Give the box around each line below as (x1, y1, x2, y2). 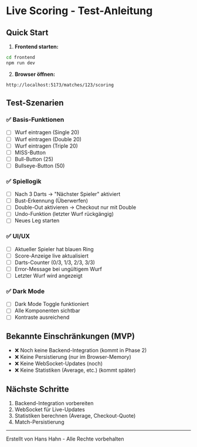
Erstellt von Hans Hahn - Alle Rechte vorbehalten (6, 435, 124, 442)
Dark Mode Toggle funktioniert (14, 301, 89, 308)
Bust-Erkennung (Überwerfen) (14, 197, 89, 204)
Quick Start (6, 28, 49, 38)
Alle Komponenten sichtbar (14, 307, 80, 314)
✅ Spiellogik (6, 177, 42, 185)
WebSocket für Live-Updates (14, 406, 85, 413)
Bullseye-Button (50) (14, 162, 65, 169)
